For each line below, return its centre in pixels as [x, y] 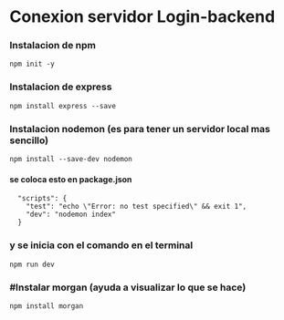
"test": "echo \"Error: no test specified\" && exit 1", [137, 207]
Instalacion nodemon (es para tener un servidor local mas [140, 129]
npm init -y [32, 64]
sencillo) [29, 140]
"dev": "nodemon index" [71, 215]
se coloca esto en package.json [71, 179]
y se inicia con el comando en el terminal [101, 245]
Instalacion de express [61, 87]
